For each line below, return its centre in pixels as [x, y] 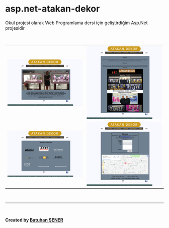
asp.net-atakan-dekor [53, 9]
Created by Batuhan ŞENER [34, 220]
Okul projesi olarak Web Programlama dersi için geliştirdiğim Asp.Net [76, 23]
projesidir [15, 28]
